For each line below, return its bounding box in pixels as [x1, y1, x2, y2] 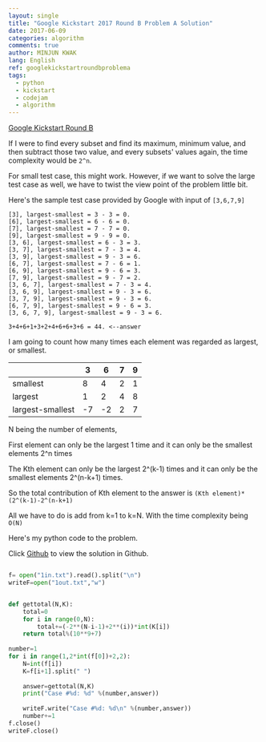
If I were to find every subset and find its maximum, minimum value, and [8, 139, 246, 148]
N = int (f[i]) [22, 659, 62, 667]
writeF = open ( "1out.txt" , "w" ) [8, 579, 106, 587]
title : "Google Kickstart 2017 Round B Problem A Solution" [8, 19, 214, 27]
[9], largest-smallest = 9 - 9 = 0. [8, 232, 131, 240]
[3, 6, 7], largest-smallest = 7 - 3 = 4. [8, 281, 152, 289]
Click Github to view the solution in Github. [8, 549, 149, 559]
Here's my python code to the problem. [8, 534, 139, 543]
